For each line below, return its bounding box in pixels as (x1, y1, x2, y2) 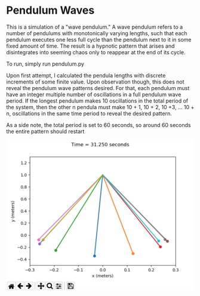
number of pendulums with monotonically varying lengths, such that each (6, 29, 187, 36)
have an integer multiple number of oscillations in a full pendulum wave (6, 91, 181, 98)
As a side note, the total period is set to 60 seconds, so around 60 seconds (6, 121, 191, 128)
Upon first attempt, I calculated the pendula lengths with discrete (6, 72, 166, 79)
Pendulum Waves (6, 4, 95, 17)
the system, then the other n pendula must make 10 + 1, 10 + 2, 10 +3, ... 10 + (6, 103, 195, 110)
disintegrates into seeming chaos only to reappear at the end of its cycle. (6, 48, 186, 55)
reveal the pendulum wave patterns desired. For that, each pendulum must (6, 84, 190, 91)
